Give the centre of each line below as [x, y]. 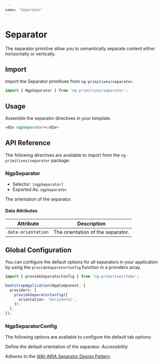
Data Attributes [21, 210]
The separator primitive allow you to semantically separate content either [80, 48]
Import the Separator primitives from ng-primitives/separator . [70, 81]
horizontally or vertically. [30, 53]
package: [61, 160]
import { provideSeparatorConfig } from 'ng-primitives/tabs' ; [72, 276]
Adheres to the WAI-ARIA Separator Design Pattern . [58, 356]
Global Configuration [38, 250]
